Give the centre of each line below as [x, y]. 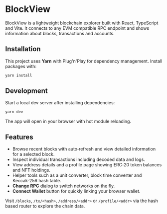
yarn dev [14, 112]
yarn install [19, 75]
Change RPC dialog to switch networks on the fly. [64, 186]
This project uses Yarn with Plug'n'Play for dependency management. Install [84, 61]
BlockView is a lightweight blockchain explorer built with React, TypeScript [82, 23]
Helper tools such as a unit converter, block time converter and [77, 175]
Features [19, 137]
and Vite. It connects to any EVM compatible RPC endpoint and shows [77, 28]
